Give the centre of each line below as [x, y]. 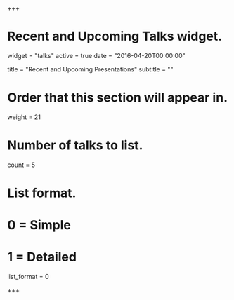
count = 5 [21, 165]
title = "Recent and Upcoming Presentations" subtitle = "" [90, 69]
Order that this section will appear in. [118, 98]
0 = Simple [39, 225]
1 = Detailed [42, 257]
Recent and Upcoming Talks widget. [115, 36]
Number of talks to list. [75, 145]
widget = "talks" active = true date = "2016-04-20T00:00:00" [97, 55]
